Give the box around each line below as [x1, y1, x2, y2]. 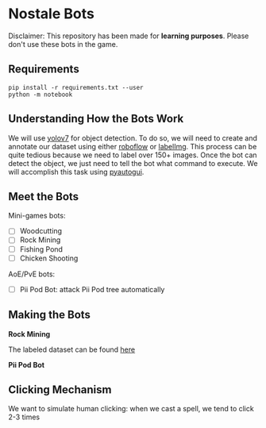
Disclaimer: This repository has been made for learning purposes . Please [8, 31, 249, 40]
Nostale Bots [8, 5, 95, 23]
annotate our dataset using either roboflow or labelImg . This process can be [8, 141, 257, 151]
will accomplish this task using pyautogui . [8, 167, 145, 176]
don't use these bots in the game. [8, 39, 118, 48]
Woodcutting [19, 226, 62, 236]
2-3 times [8, 412, 40, 422]
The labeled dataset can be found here [8, 345, 136, 354]
